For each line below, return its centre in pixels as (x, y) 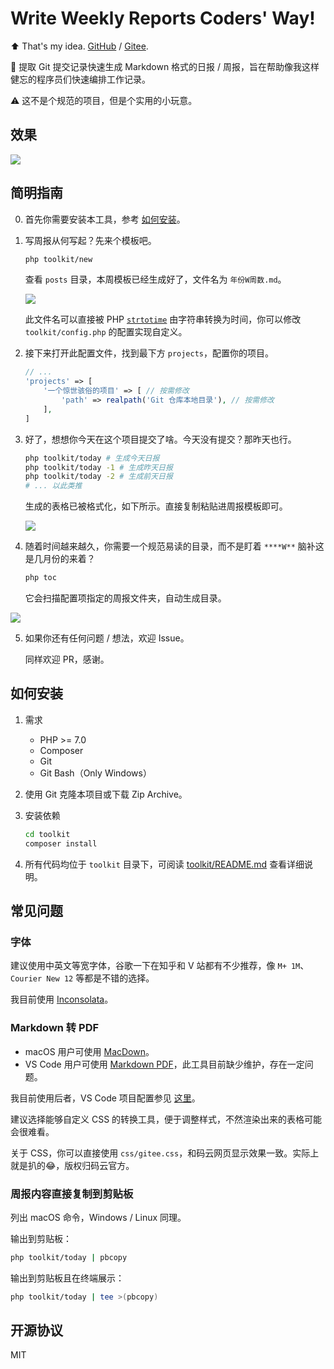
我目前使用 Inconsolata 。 (62, 999)
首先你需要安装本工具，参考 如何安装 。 (105, 219)
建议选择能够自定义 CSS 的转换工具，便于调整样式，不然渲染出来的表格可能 (166, 1119)
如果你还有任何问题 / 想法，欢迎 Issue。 (107, 638)
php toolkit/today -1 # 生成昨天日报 (98, 467)
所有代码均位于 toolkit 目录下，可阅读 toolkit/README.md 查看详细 (164, 864)
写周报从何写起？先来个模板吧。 (90, 240)
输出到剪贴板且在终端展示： (67, 1278)
